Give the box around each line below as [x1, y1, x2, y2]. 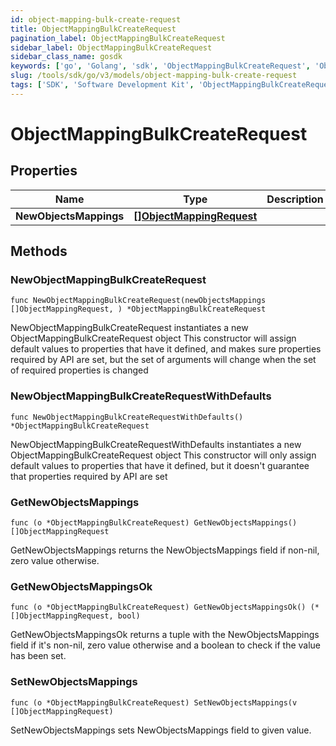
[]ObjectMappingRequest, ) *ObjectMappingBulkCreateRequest [10, 304, 267, 315]
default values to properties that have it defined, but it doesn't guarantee [10, 459, 310, 471]
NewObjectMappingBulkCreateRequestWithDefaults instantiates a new [10, 438, 302, 450]
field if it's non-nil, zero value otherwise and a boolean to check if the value [10, 639, 322, 651]
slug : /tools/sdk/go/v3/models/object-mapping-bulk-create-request [10, 71, 298, 81]
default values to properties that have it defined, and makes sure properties [10, 343, 322, 355]
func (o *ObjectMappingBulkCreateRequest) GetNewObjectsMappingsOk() [10, 602, 307, 613]
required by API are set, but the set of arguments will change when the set [10, 354, 317, 366]
